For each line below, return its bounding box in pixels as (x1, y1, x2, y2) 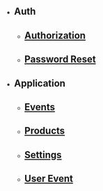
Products (24, 125, 65, 137)
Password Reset (24, 53, 96, 65)
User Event (24, 173, 74, 185)
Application (13, 77, 66, 89)
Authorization (24, 29, 86, 41)
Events (24, 101, 56, 113)
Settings (24, 149, 62, 161)
